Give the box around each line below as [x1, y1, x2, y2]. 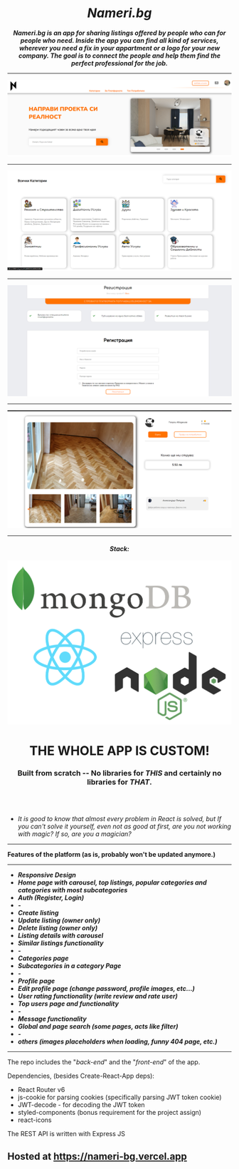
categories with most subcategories [17, 886, 128, 895]
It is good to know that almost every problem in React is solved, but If [17, 815, 222, 823]
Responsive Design [17, 871, 76, 880]
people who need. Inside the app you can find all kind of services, [20, 36, 219, 44]
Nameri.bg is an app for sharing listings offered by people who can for [13, 29, 226, 37]
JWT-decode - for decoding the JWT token [17, 1101, 145, 1109]
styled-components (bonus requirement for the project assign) [17, 1108, 201, 1117]
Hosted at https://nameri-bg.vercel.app [7, 1150, 187, 1163]
